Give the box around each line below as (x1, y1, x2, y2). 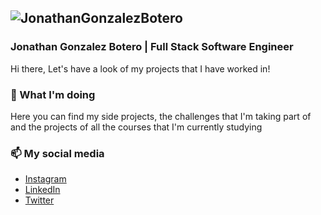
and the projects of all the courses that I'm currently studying (10, 121, 263, 133)
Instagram (24, 173, 67, 185)
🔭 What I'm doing (10, 87, 96, 101)
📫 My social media (10, 146, 105, 160)
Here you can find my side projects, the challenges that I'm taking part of (10, 110, 312, 122)
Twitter (24, 194, 55, 206)
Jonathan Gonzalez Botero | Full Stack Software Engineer (10, 40, 294, 54)
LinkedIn (24, 184, 61, 196)
